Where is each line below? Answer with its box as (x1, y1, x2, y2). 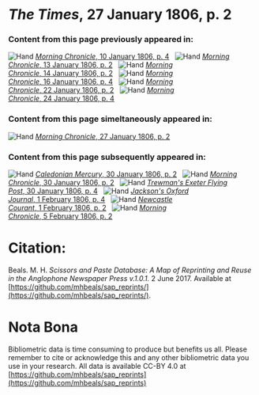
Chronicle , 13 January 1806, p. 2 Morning (8, 60, 174, 70)
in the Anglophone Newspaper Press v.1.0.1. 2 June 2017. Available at (8, 274, 231, 283)
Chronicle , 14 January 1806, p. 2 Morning (8, 69, 174, 78)
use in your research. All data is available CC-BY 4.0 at (8, 361, 186, 370)
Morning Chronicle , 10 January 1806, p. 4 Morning (35, 51, 231, 61)
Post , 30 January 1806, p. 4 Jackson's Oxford (8, 186, 190, 196)
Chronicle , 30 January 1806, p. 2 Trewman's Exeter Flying (8, 178, 227, 188)
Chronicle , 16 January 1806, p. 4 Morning (8, 77, 174, 86)
